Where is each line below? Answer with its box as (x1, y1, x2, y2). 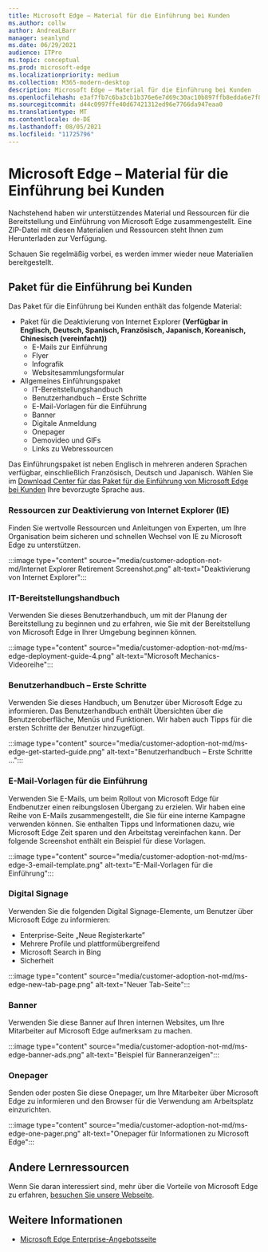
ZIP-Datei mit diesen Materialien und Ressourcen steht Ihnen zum (8, 225, 223, 234)
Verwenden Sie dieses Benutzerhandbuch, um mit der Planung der (8, 610, 227, 620)
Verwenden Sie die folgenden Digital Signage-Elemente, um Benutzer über (8, 906, 254, 915)
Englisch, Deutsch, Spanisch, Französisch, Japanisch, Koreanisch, (19, 325, 246, 335)
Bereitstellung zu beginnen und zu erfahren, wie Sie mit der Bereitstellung (8, 619, 250, 628)
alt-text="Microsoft (115, 651, 179, 660)
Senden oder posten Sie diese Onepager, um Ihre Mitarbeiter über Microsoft (8, 1088, 259, 1097)
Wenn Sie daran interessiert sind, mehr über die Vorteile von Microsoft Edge (8, 1182, 258, 1191)
